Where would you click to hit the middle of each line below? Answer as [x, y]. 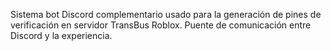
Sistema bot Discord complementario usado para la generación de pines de [166, 14]
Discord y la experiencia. [61, 35]
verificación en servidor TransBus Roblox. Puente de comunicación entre [161, 25]
